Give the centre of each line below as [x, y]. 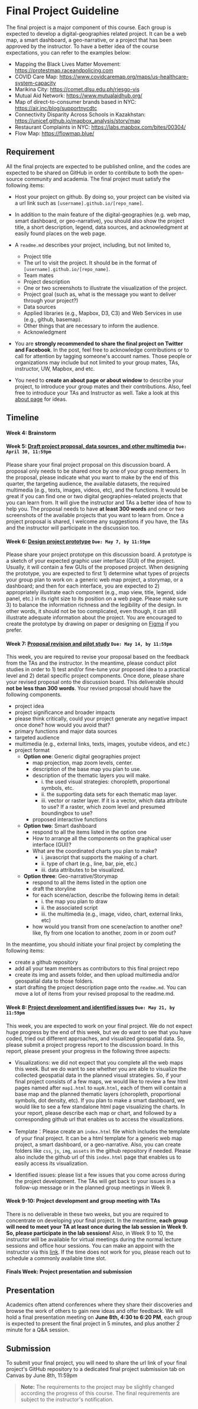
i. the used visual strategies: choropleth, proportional [106, 782]
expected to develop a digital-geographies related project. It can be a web [97, 33]
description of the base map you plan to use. [87, 769]
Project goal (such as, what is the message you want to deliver [100, 294]
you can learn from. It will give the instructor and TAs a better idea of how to [99, 502]
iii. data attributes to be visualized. [83, 870]
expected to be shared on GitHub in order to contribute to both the [87, 173]
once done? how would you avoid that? [62, 725]
